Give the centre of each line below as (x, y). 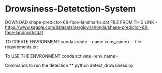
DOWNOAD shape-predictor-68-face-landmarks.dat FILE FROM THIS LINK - (81, 22)
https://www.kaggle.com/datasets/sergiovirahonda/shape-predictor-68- (77, 27)
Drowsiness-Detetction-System (71, 9)
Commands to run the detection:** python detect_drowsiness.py (69, 65)
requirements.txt (22, 47)
